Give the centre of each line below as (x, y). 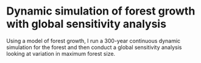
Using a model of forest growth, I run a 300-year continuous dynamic (93, 41)
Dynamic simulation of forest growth (101, 11)
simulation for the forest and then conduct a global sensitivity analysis (94, 47)
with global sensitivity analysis (86, 24)
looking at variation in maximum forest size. (61, 53)
